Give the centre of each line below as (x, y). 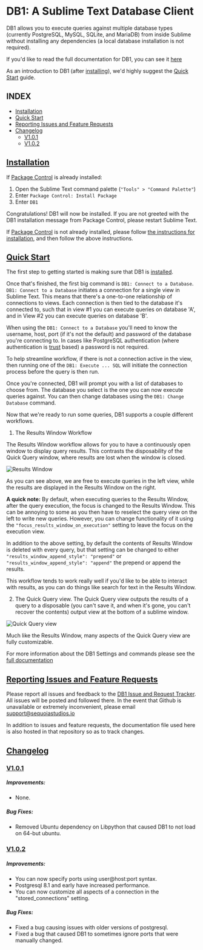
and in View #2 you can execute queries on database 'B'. (77, 316)
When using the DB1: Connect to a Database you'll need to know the (92, 328)
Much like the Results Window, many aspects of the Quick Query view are (98, 635)
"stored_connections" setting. (52, 898)
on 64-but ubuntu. (38, 833)
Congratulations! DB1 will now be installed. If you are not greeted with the (98, 213)
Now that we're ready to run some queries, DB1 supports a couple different (100, 415)
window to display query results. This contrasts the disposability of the (95, 451)
